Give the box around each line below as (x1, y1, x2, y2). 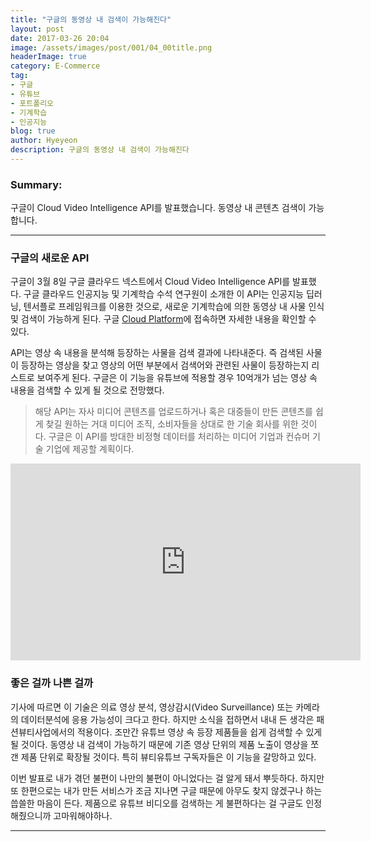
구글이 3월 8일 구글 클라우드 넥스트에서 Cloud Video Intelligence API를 (10, 276, 291, 288)
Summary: (10, 177, 63, 191)
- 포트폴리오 (10, 98, 55, 108)
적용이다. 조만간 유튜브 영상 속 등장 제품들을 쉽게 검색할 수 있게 (76, 726, 323, 738)
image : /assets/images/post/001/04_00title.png (10, 42, 213, 53)
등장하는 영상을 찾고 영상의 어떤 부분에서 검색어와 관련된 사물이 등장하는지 (20, 359, 310, 371)
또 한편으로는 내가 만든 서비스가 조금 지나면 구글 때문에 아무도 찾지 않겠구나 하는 (10, 784, 323, 796)
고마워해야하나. (53, 809, 113, 821)
